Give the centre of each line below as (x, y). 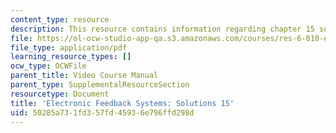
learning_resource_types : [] (71, 57)
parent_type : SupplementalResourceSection (100, 85)
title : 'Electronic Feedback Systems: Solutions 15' (122, 103)
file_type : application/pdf (69, 47)
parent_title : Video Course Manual (84, 76)
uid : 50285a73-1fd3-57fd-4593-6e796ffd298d (102, 112)
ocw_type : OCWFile (48, 66)
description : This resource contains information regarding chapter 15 (162, 29)
